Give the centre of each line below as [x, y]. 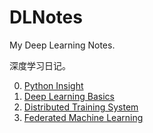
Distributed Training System [81, 107]
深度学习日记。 [40, 65]
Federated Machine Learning [83, 117]
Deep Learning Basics [69, 96]
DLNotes [46, 17]
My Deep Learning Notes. [62, 45]
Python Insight [53, 85]
